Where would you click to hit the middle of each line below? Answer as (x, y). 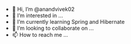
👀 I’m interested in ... (37, 15)
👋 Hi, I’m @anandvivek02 (43, 9)
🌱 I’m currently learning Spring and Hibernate (68, 22)
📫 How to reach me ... (40, 35)
